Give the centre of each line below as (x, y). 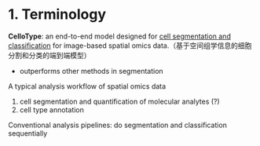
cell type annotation (52, 109)
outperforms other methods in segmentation (91, 71)
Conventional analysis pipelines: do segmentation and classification (118, 125)
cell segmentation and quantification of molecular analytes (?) (119, 101)
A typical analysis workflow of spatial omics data (87, 86)
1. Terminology (57, 15)
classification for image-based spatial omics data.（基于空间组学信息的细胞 (130, 46)
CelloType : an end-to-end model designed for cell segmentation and (120, 36)
